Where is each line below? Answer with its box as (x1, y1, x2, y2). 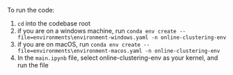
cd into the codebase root (17, 19, 91, 27)
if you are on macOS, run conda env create (17, 40, 141, 48)
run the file (17, 61, 49, 69)
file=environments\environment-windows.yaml (17, 34, 149, 41)
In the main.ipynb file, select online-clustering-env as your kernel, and (17, 53, 218, 62)
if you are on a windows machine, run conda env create (17, 27, 177, 35)
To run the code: (7, 6, 55, 14)
